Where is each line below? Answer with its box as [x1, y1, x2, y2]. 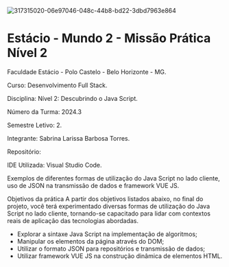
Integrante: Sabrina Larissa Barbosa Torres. [7, 134, 130, 142]
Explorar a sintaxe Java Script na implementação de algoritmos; [16, 230, 197, 238]
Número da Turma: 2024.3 [7, 107, 82, 116]
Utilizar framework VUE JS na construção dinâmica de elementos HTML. [16, 251, 223, 260]
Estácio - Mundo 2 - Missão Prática [7, 31, 211, 46]
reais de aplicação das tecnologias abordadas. [7, 216, 139, 224]
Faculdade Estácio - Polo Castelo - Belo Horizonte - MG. [7, 67, 167, 76]
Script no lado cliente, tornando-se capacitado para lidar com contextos [7, 209, 211, 218]
